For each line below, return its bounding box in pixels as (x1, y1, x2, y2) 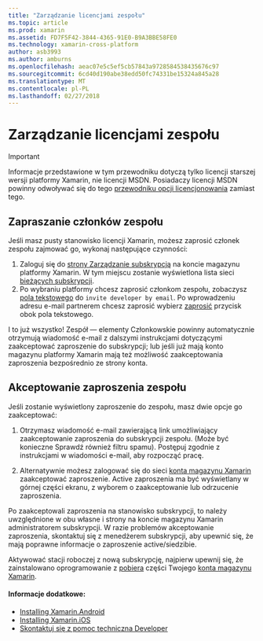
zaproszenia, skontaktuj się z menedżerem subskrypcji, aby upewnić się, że (8, 531, 254, 540)
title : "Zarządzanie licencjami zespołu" (8, 11, 146, 20)
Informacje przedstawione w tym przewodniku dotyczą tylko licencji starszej (8, 167, 256, 177)
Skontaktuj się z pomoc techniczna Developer (19, 624, 168, 633)
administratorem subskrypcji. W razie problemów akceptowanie (8, 522, 214, 532)
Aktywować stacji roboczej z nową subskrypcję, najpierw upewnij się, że (8, 554, 243, 564)
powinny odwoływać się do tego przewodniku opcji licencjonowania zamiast (8, 184, 255, 193)
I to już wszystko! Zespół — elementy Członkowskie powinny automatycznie (8, 325, 255, 334)
